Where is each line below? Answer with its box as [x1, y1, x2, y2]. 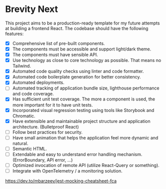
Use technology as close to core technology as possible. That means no [12, 57, 161, 63]
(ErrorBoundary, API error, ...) [12, 156, 73, 163]
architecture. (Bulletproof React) [12, 123, 79, 129]
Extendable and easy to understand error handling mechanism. [12, 151, 142, 157]
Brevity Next [5, 3, 58, 15]
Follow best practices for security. [12, 129, 83, 135]
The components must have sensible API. [12, 51, 98, 58]
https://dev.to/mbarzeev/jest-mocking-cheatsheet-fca [5, 178, 117, 183]
